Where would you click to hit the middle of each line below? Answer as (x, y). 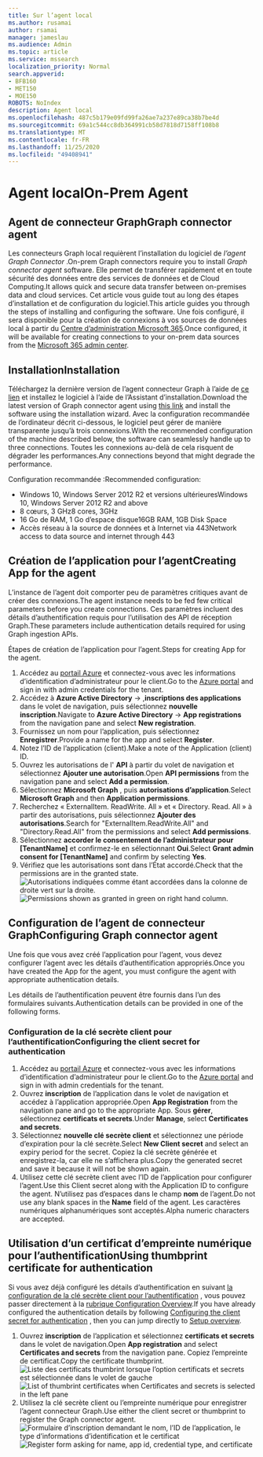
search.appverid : (37, 74)
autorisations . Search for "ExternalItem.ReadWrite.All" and (114, 823)
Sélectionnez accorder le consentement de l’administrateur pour (126, 840)
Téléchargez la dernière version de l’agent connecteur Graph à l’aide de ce (129, 389)
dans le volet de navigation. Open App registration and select (119, 1344)
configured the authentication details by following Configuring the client (124, 1312)
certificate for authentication (80, 1268)
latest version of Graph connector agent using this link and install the (119, 406)
